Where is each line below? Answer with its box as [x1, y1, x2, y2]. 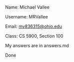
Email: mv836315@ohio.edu [5, 23, 62, 29]
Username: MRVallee [5, 14, 48, 19]
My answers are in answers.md [5, 43, 70, 49]
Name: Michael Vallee [5, 4, 50, 10]
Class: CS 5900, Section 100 [5, 33, 64, 39]
